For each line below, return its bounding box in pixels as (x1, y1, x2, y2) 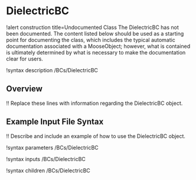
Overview (6, 84, 43, 94)
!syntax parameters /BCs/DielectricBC (6, 144, 99, 151)
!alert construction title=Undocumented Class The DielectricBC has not (6, 24, 179, 31)
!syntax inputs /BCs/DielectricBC (6, 155, 86, 162)
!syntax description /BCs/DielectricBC (6, 66, 99, 73)
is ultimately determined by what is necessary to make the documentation (6, 49, 186, 56)
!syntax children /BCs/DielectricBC (6, 167, 90, 174)
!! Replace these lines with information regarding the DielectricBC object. (6, 99, 183, 107)
